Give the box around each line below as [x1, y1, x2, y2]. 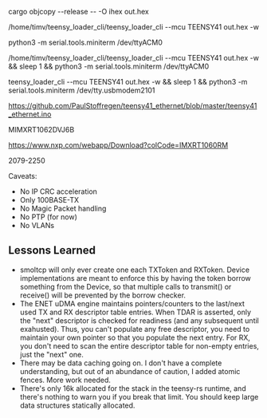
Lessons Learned [8, 243, 96, 258]
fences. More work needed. [19, 375, 112, 384]
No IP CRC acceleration [19, 187, 98, 196]
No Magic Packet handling [19, 203, 107, 213]
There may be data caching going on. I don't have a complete [19, 358, 222, 368]
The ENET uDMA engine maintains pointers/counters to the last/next [19, 298, 245, 308]
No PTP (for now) [19, 212, 77, 222]
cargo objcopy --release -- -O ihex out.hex [8, 7, 149, 16]
